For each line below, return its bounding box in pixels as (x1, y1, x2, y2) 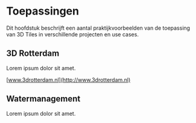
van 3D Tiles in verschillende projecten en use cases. (6, 30, 139, 38)
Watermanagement (6, 94, 81, 104)
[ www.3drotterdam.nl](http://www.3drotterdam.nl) (6, 76, 131, 83)
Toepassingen (6, 4, 80, 18)
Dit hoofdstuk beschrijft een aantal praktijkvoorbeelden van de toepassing (6, 24, 191, 32)
